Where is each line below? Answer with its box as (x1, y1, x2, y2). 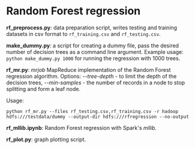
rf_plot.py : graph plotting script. (6, 136, 86, 143)
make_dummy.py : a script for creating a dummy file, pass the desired (6, 42, 179, 49)
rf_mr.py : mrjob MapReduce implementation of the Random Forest (6, 66, 171, 73)
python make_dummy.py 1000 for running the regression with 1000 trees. (6, 54, 181, 62)
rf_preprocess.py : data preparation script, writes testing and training (6, 24, 178, 31)
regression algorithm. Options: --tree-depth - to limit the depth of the (6, 72, 177, 80)
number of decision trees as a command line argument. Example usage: (6, 48, 184, 55)
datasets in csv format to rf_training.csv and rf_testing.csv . (6, 30, 161, 37)
